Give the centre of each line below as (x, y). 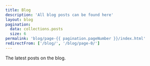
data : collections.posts (36, 29)
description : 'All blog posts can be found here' (60, 15)
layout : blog (19, 19)
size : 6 (18, 34)
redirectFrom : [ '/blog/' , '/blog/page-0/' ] (53, 43)
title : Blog (18, 10)
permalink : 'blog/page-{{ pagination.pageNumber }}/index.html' (76, 39)
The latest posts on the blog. (35, 58)
